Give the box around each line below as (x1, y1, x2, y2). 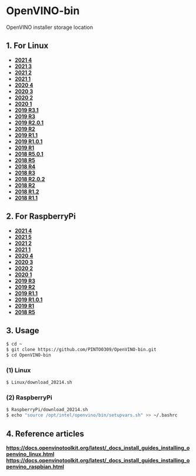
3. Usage (6, 326, 39, 336)
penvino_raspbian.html (6, 463, 65, 470)
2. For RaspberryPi (6, 211, 76, 222)
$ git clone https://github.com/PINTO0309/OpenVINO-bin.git (6, 347, 157, 353)
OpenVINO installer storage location (6, 24, 93, 31)
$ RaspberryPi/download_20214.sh (6, 407, 88, 413)
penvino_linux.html (6, 451, 55, 458)
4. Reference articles (6, 429, 84, 439)
